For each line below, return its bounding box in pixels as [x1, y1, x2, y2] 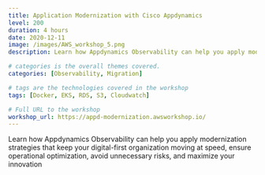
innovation [8, 159, 43, 169]
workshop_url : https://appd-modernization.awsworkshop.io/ [8, 113, 207, 121]
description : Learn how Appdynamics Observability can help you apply [8, 48, 245, 56]
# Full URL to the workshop [8, 106, 101, 114]
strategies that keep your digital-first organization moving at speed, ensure [8, 143, 252, 152]
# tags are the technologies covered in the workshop [8, 84, 189, 91]
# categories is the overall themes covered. [8, 62, 160, 71]
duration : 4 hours [8, 26, 69, 34]
